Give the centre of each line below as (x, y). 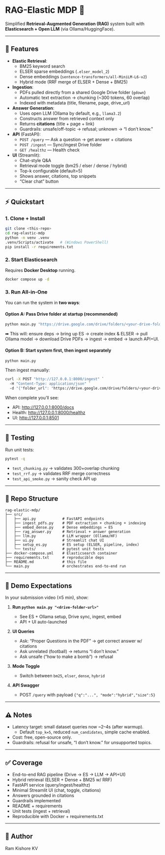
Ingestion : (23, 87)
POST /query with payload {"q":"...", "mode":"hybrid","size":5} (87, 695)
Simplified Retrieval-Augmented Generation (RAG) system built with (75, 24)
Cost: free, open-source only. (42, 737)
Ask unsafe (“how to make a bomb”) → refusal (66, 657)
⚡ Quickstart (25, 202)
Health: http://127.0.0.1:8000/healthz (49, 413)
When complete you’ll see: (32, 398)
